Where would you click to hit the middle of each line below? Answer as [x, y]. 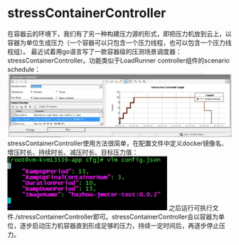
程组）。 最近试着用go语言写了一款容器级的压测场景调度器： [95, 51]
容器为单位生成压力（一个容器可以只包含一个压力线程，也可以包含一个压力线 [119, 42]
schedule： [24, 69]
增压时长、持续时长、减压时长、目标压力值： [73, 152]
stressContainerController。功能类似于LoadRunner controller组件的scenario [118, 60]
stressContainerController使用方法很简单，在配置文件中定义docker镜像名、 [118, 143]
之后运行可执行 [190, 207]
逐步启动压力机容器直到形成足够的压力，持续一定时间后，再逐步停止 [119, 225]
